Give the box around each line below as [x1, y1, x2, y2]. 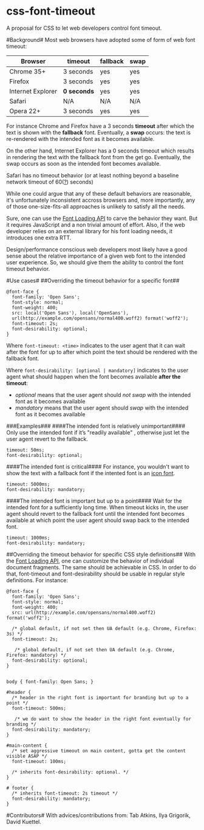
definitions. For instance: [6, 576, 69, 584]
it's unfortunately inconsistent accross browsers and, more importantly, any [6, 196, 195, 204]
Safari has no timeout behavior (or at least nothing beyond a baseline [6, 171, 179, 179]
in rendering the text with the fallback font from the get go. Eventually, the [6, 153, 191, 160]
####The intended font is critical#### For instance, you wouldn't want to [6, 463, 190, 470]
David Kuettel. [6, 818, 41, 825]
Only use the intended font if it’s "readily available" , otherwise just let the [6, 428, 190, 436]
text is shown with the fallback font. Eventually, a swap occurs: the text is [6, 129, 191, 136]
